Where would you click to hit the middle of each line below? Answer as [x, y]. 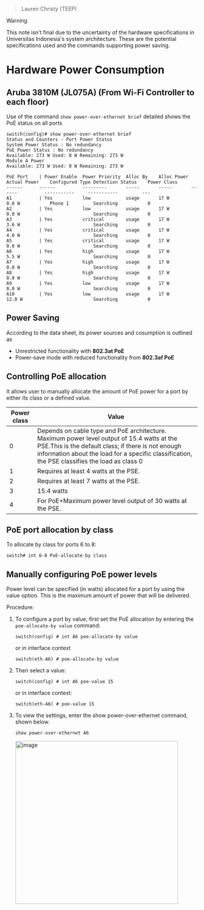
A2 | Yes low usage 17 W [88, 209]
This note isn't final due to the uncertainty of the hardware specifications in [100, 32]
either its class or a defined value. [49, 398]
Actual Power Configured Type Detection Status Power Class [92, 182]
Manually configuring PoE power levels [82, 574]
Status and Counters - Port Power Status [59, 139]
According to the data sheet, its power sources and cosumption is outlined [99, 333]
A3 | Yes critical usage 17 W [88, 219]
